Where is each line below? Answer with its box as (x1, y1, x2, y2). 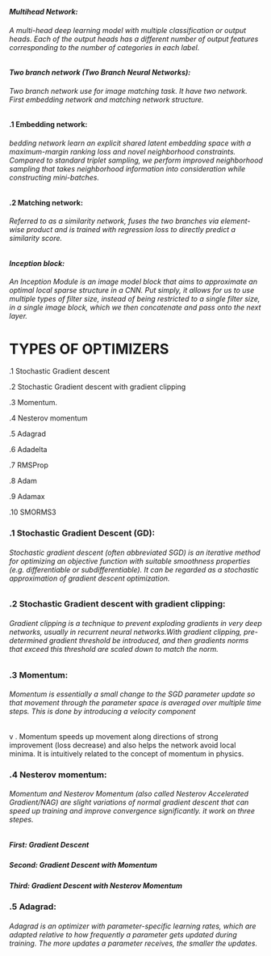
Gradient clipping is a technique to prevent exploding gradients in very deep (9, 619, 263, 628)
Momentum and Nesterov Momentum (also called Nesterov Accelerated (9, 789, 249, 799)
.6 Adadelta (9, 445, 48, 455)
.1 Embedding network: (9, 120, 88, 129)
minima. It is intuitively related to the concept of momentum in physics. (9, 748, 244, 759)
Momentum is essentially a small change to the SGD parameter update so (9, 689, 256, 699)
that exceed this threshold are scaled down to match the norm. (9, 645, 219, 654)
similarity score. (9, 234, 63, 243)
